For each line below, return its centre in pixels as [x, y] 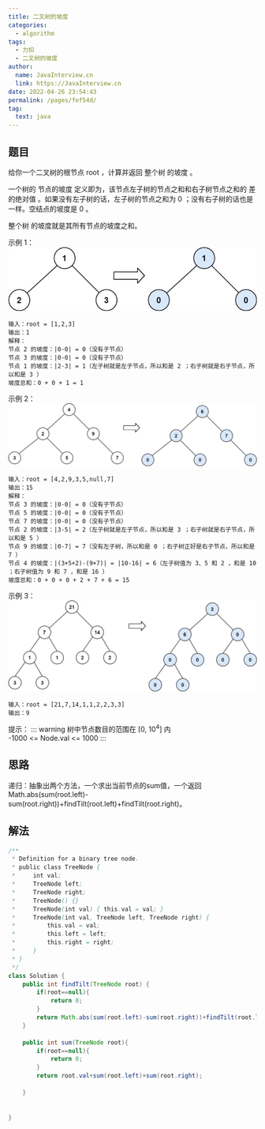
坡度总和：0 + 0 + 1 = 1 [46, 383]
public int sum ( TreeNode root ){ [75, 1042]
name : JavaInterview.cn [54, 75]
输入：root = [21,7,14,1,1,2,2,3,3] [67, 705]
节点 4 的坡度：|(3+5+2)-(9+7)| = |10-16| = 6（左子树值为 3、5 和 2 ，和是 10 [132, 564]
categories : [28, 25]
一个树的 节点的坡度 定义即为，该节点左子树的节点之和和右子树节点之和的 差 [132, 189]
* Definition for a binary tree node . [75, 859]
